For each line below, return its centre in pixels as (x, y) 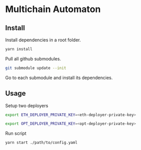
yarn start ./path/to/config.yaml (42, 143)
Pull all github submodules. (33, 58)
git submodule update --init (36, 68)
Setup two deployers (27, 105)
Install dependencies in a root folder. (43, 40)
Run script (16, 133)
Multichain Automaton (53, 9)
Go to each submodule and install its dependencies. (59, 78)
